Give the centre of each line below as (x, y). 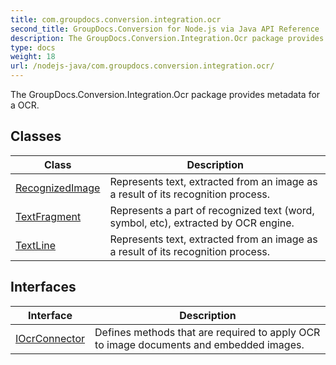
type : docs (33, 47)
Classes (36, 136)
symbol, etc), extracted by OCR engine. (202, 223)
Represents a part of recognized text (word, (212, 210)
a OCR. (25, 105)
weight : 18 (33, 57)
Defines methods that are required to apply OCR (207, 332)
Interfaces (43, 287)
